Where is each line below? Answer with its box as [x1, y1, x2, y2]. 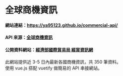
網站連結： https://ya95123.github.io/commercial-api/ [5, 22, 118, 28]
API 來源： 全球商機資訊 [5, 34, 53, 40]
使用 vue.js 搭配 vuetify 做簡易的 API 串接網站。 [5, 65, 103, 71]
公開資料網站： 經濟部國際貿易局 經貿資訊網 [5, 47, 93, 53]
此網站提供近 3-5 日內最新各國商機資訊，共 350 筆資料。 [5, 59, 121, 65]
